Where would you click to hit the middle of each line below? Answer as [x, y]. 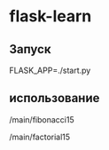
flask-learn [51, 16]
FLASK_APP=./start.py [50, 70]
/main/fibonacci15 [42, 119]
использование [54, 98]
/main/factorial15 [40, 137]
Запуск [30, 49]
